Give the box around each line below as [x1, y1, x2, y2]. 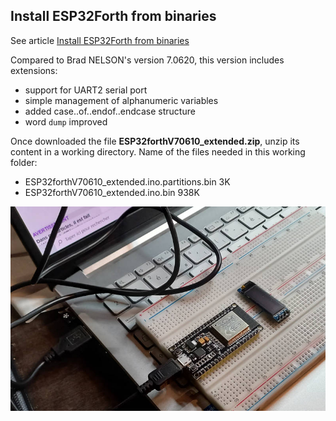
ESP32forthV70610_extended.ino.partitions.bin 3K [24, 175, 231, 188]
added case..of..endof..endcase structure [24, 105, 196, 117]
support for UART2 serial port [24, 84, 148, 96]
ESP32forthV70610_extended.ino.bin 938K [24, 186, 200, 198]
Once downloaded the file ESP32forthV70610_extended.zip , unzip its [10, 135, 300, 147]
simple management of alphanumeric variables [24, 94, 219, 106]
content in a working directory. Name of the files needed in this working [10, 145, 306, 158]
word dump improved [24, 115, 108, 128]
